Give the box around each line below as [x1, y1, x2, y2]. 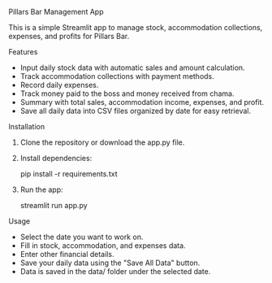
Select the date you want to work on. [19, 232, 144, 242]
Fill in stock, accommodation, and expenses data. [19, 241, 186, 250]
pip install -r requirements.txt [19, 169, 118, 178]
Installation [8, 122, 45, 131]
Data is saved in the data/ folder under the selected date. [19, 267, 211, 276]
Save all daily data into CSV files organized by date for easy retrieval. [19, 106, 252, 115]
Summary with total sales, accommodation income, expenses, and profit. [19, 98, 265, 107]
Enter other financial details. [19, 250, 114, 259]
